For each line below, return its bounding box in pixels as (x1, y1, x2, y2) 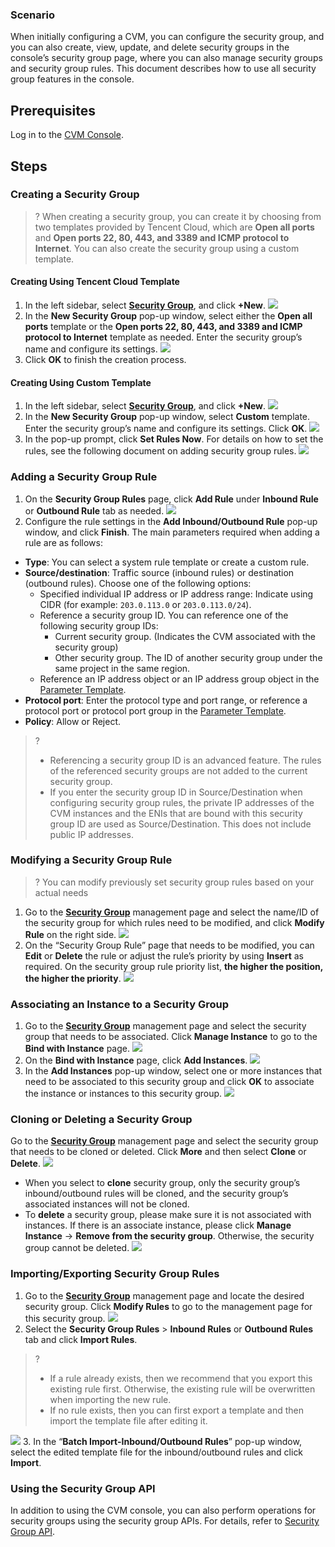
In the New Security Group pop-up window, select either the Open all (24, 310, 313, 322)
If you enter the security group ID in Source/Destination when (49, 786, 303, 798)
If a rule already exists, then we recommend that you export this (49, 1372, 313, 1384)
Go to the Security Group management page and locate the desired (24, 1289, 305, 1302)
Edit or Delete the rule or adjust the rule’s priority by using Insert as (24, 949, 305, 962)
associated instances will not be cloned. (24, 1198, 190, 1210)
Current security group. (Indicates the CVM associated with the (54, 630, 317, 642)
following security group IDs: (39, 619, 159, 632)
